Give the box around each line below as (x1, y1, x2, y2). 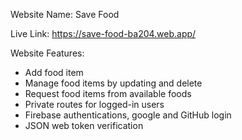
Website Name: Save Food (10, 9, 120, 20)
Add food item (24, 67, 84, 78)
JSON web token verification (24, 120, 144, 131)
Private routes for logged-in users (24, 99, 165, 110)
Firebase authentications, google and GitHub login (24, 109, 232, 121)
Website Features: (10, 47, 85, 59)
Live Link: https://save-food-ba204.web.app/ (10, 28, 197, 39)
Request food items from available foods (24, 88, 192, 99)
